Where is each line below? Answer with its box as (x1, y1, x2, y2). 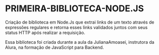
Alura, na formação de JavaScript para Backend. (5, 44, 104, 50)
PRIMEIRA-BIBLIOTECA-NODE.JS (5, 3, 144, 14)
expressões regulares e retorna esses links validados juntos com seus (5, 24, 148, 30)
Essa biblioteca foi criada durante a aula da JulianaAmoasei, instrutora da (5, 39, 155, 45)
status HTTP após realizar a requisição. (5, 29, 85, 35)
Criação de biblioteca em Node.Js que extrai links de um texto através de (5, 19, 155, 25)
